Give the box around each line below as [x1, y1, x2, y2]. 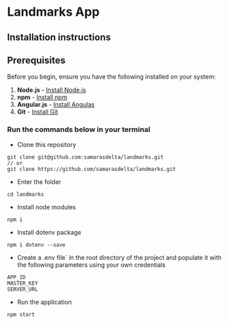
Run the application [16, 298, 72, 306]
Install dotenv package [16, 228, 81, 236]
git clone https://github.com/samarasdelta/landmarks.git [7, 166, 176, 172]
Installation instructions [7, 31, 111, 43]
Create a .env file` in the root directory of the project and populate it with [16, 253, 222, 261]
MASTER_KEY [7, 280, 38, 287]
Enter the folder [16, 177, 62, 185]
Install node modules [16, 203, 77, 211]
